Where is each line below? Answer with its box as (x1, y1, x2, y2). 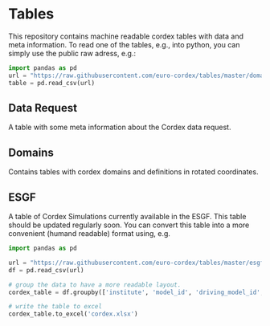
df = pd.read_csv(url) (8, 266, 84, 274)
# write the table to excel (8, 303, 103, 311)
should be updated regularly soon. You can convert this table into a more (8, 220, 250, 230)
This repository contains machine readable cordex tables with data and (8, 31, 243, 41)
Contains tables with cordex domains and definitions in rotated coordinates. (8, 167, 259, 177)
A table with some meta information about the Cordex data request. (8, 122, 231, 132)
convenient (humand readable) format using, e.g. (8, 229, 171, 238)
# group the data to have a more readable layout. (8, 280, 182, 289)
